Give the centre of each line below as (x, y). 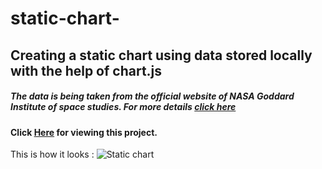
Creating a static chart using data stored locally (161, 55)
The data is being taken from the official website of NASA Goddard (152, 96)
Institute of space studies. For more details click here (123, 107)
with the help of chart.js (86, 70)
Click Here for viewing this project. (84, 132)
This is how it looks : (52, 154)
